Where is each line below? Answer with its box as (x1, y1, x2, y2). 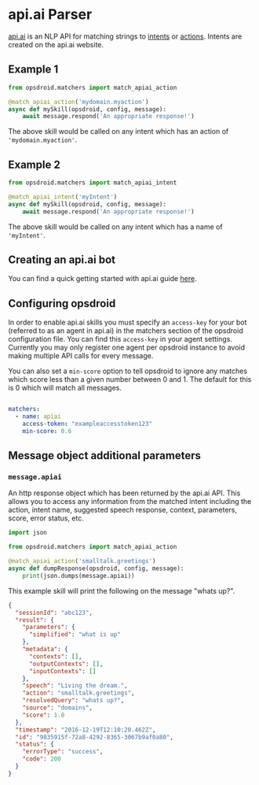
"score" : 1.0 (22, 711, 65, 719)
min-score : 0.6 (22, 427, 72, 435)
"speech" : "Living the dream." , (22, 682, 128, 690)
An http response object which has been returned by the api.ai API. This (8, 488, 241, 498)
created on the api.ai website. (8, 39, 104, 49)
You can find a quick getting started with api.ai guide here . (8, 274, 198, 283)
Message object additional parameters (8, 449, 202, 462)
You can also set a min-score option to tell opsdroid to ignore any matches (8, 366, 248, 376)
